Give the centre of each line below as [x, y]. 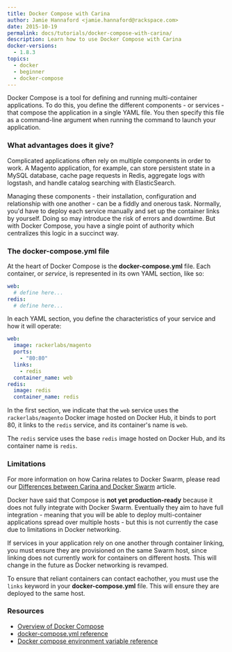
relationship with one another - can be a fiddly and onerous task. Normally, [114, 203]
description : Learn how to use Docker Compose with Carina [94, 40]
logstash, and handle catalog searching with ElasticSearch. [92, 183]
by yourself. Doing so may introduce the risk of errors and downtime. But [111, 218]
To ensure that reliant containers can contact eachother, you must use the [113, 578]
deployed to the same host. [46, 593]
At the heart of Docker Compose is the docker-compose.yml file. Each [109, 266]
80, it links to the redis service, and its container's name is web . [98, 425]
